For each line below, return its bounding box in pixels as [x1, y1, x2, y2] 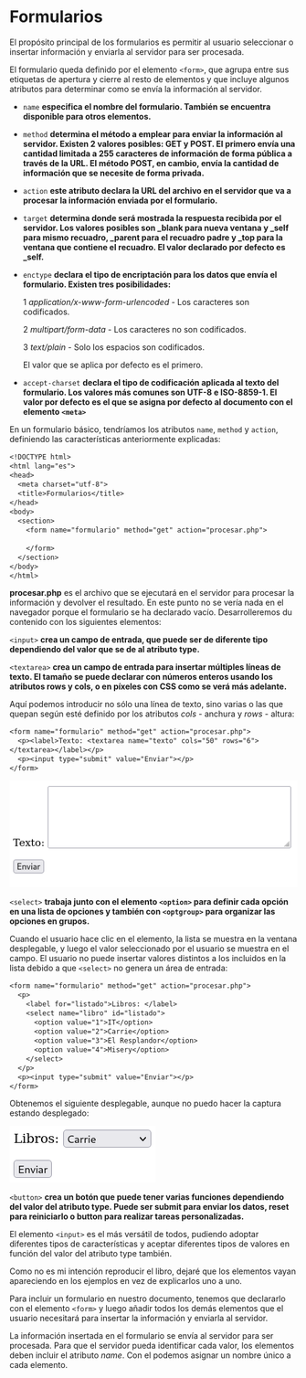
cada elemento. [9, 1359, 69, 1370]
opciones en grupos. [9, 916, 90, 927]
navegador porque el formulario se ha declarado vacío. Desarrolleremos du [9, 606, 292, 618]
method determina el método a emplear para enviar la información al [22, 128, 283, 139]
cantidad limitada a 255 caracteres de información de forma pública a [22, 148, 292, 159]
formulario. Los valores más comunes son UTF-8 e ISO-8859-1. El [22, 387, 278, 397]
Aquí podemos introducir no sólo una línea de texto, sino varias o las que [9, 698, 283, 709]
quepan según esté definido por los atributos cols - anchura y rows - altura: [9, 708, 295, 719]
